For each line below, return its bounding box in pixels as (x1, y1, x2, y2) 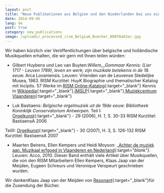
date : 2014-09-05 (5, 16, 41, 21)
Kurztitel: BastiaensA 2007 (5, 132, 59, 139)
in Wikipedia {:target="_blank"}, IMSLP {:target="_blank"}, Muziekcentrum (12, 88, 157, 94)
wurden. (12, 168, 29, 174)
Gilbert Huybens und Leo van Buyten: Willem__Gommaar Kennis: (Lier (12, 62, 151, 68)
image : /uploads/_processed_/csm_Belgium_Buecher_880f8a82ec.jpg (5, 35, 141, 39)
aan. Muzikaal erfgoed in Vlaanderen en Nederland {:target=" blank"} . (12, 147, 151, 153)
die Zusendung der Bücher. (5, 182, 60, 188)
